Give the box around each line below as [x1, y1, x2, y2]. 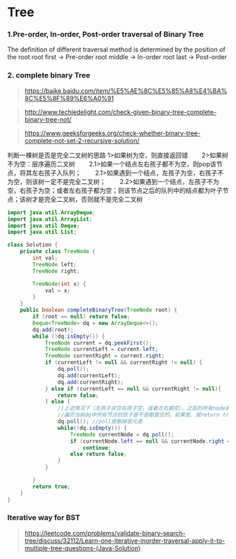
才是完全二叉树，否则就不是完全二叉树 [31, 195, 143, 203]
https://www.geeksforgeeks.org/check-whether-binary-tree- [24, 128, 201, 137]
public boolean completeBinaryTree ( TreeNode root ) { [20, 307, 178, 314]
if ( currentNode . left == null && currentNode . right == [70, 438, 234, 445]
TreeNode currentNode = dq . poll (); [70, 431, 174, 438]
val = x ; [44, 287, 71, 294]
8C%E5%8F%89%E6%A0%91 [24, 94, 114, 102]
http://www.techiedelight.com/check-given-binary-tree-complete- [24, 107, 217, 116]
